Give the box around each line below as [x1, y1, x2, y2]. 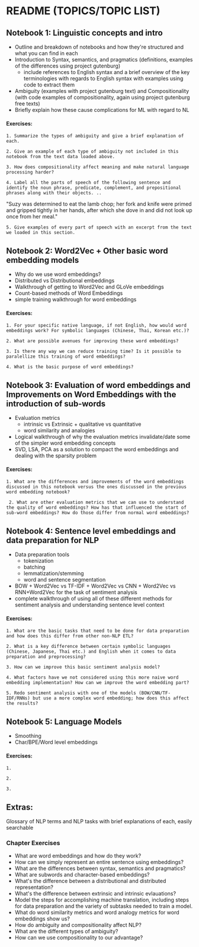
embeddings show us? [14, 915, 70, 922]
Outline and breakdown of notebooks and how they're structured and [14, 43, 184, 50]
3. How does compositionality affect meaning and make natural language [6, 164, 190, 170]
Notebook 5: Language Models [6, 717, 123, 727]
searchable [6, 824, 34, 832]
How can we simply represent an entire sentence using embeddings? [14, 859, 184, 866]
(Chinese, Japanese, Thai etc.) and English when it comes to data [6, 649, 176, 655]
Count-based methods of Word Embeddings [14, 290, 123, 297]
